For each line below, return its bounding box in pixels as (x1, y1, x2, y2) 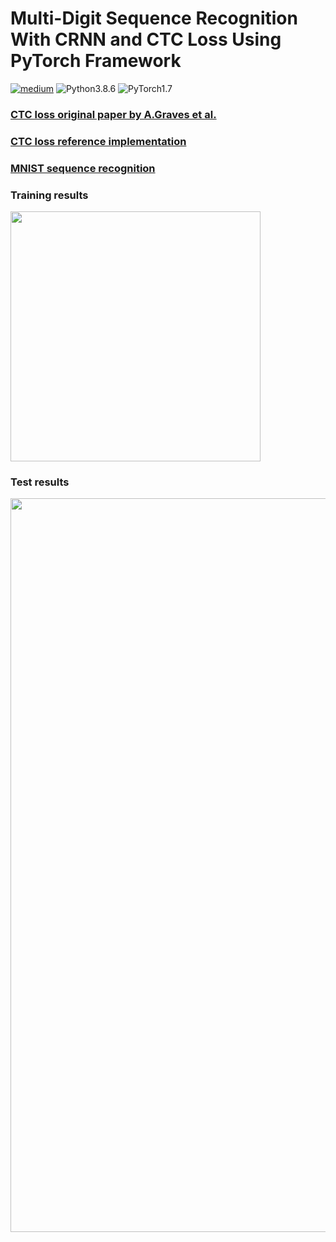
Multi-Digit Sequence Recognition (10, 7, 298, 30)
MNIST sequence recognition (10, 161, 156, 175)
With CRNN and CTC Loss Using (10, 28, 282, 51)
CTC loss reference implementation (10, 134, 187, 148)
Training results (10, 188, 89, 202)
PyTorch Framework (10, 50, 182, 72)
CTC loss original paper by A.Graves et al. (10, 107, 217, 121)
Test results (10, 475, 70, 489)
